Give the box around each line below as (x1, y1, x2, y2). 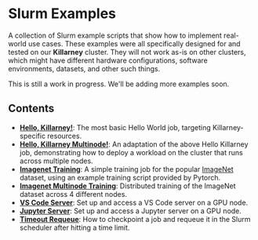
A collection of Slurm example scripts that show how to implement (8, 31, 222, 40)
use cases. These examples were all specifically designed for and (27, 38, 241, 48)
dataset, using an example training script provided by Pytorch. (19, 173, 221, 182)
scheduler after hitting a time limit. (19, 223, 130, 232)
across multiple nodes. (19, 156, 93, 165)
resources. (46, 131, 82, 140)
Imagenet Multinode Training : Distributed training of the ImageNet (19, 181, 236, 191)
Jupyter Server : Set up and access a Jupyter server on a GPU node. (19, 205, 242, 216)
